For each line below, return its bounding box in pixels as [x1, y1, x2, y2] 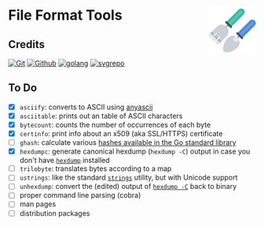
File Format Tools [8, 6, 123, 24]
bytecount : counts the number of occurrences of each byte [19, 120, 211, 129]
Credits [8, 38, 46, 51]
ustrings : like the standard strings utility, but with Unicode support [19, 172, 238, 183]
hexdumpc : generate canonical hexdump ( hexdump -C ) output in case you [19, 146, 251, 156]
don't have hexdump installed [19, 156, 110, 165]
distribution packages [19, 208, 90, 218]
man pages [19, 199, 57, 209]
